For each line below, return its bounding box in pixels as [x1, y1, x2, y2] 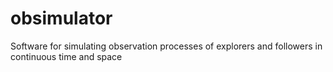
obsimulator [10, 7, 113, 30]
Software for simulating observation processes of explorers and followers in [10, 40, 323, 52]
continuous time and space [10, 50, 123, 62]
